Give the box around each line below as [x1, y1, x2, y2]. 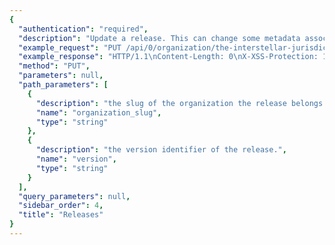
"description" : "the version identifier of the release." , [35, 145, 287, 155]
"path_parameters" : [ [18, 80, 109, 90]
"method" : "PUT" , [18, 61, 91, 71]
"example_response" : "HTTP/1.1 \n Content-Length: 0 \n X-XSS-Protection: [18, 52, 319, 62]
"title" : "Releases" [18, 210, 104, 220]
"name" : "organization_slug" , [35, 107, 162, 118]
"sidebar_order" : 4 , [18, 201, 104, 211]
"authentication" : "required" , [18, 24, 149, 34]
